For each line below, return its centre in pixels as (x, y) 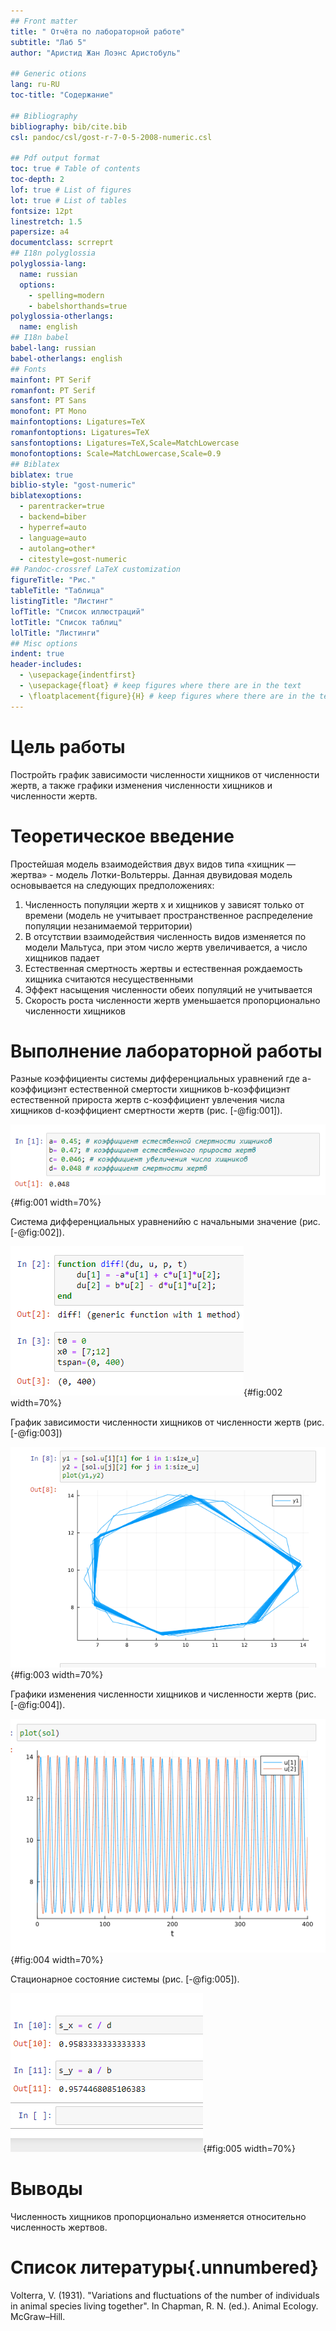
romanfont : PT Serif (53, 390)
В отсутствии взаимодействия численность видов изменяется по (165, 936)
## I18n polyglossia (53, 253)
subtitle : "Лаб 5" (48, 42)
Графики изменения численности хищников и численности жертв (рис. (163, 1694)
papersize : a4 (40, 232)
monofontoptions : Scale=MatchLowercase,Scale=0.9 (116, 453)
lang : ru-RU (35, 85)
